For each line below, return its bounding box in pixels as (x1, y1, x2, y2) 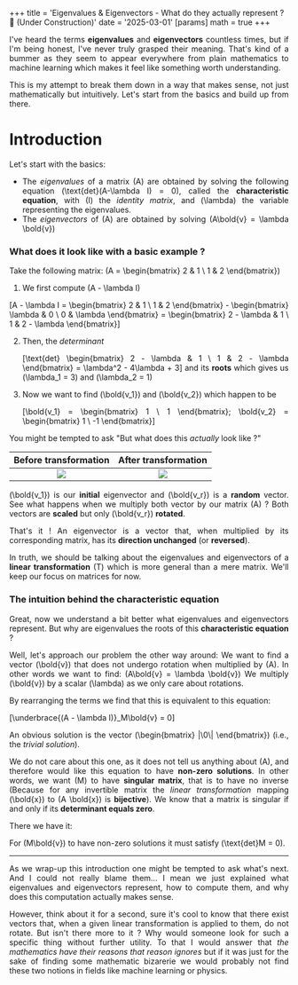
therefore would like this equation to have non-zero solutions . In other (9, 765, 290, 776)
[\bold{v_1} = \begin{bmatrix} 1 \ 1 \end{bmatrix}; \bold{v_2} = (21, 406, 289, 417)
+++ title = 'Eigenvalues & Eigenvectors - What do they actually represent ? (9, 8, 285, 18)
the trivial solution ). (9, 738, 80, 749)
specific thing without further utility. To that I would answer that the (9, 936, 289, 948)
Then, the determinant (21, 336, 105, 347)
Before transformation (13, 454, 110, 467)
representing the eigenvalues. (21, 204, 131, 215)
